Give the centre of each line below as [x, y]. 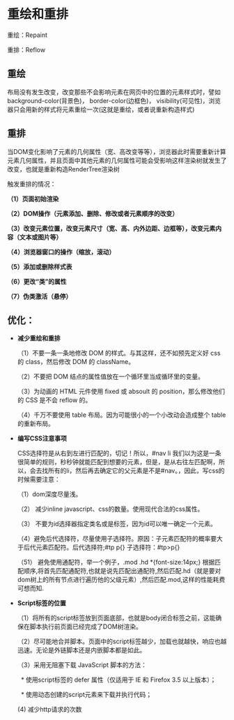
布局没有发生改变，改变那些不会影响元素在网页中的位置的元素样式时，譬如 [114, 92]
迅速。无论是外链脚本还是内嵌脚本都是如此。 [81, 650]
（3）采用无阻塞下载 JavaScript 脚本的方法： [82, 665]
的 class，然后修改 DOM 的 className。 [76, 362]
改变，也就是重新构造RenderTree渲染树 [64, 169]
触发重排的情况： [32, 184]
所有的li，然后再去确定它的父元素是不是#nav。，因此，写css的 [136, 470]
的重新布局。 [36, 424]
